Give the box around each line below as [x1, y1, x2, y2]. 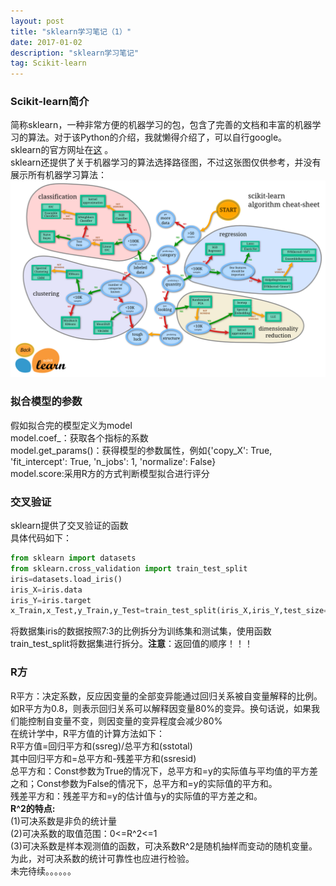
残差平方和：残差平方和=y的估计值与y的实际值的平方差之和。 [10, 790, 263, 802]
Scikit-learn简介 [10, 95, 90, 109]
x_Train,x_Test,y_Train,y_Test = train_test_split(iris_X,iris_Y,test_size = [10, 606, 329, 616]
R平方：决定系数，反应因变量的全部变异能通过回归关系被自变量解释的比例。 [10, 690, 323, 702]
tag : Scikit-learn [10, 58, 87, 69]
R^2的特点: [10, 802, 56, 814]
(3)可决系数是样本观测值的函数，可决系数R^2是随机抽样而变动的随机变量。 [10, 840, 318, 852]
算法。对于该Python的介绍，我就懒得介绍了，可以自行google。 [27, 131, 288, 144]
